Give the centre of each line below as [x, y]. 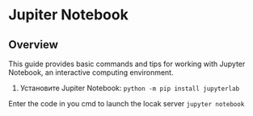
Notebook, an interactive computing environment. [91, 72]
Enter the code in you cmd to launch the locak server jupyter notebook [126, 104]
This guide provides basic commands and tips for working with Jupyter [127, 64]
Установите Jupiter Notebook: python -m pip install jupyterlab [130, 88]
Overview [34, 45]
